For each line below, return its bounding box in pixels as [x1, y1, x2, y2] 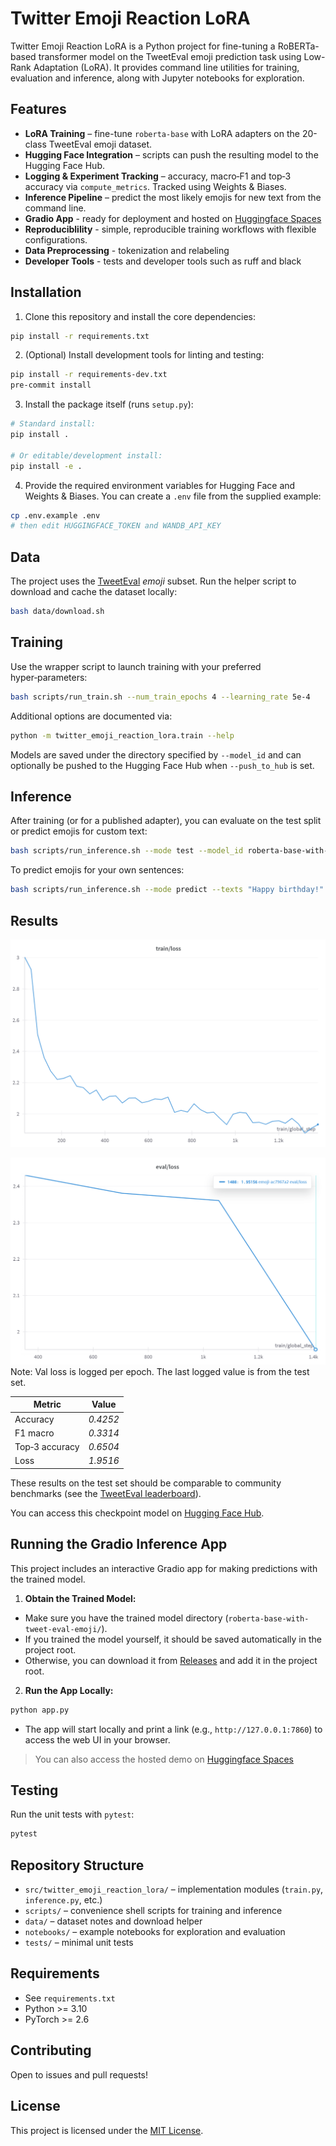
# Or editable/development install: [10, 450, 163, 461]
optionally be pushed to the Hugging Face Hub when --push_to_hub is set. [10, 759, 315, 771]
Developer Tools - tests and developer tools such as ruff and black [24, 255, 302, 267]
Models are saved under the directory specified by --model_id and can [10, 748, 302, 761]
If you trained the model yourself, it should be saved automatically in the [24, 1633, 322, 1645]
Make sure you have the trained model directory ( [24, 1612, 229, 1624]
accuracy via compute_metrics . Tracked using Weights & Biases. [24, 180, 287, 192]
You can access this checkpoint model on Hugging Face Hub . [10, 1507, 265, 1519]
